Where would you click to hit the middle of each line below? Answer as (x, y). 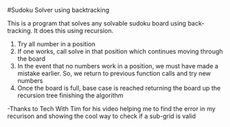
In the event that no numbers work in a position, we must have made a (118, 66)
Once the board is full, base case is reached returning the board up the (119, 88)
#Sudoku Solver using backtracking (58, 10)
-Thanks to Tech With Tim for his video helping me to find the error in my (112, 109)
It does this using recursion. (74, 31)
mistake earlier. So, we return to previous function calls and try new (114, 73)
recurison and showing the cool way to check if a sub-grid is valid (101, 116)
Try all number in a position (56, 44)
